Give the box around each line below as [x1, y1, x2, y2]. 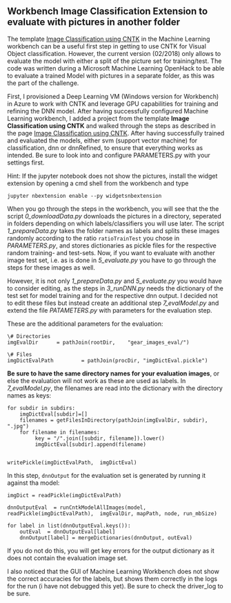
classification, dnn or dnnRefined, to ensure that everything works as [7, 143, 203, 151]
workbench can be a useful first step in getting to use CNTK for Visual [7, 41, 207, 50]
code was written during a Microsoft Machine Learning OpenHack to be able [7, 64, 225, 72]
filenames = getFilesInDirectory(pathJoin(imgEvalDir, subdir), [19, 416, 208, 424]
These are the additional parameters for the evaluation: [7, 319, 163, 328]
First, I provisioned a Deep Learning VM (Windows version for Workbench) [7, 92, 219, 100]
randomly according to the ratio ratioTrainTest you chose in [7, 234, 180, 242]
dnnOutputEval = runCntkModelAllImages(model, [7, 504, 147, 511]
